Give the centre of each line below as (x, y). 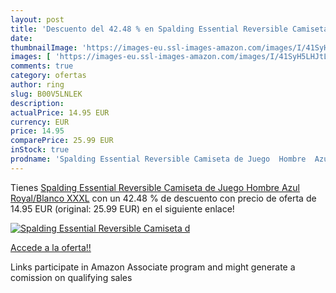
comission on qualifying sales (71, 277)
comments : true (42, 66)
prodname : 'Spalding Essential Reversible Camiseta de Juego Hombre (158, 159)
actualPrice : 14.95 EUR (60, 112)
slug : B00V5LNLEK (46, 94)
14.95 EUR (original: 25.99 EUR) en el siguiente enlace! (122, 208)
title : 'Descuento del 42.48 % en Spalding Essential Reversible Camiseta (169, 29)
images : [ (31, 57)
